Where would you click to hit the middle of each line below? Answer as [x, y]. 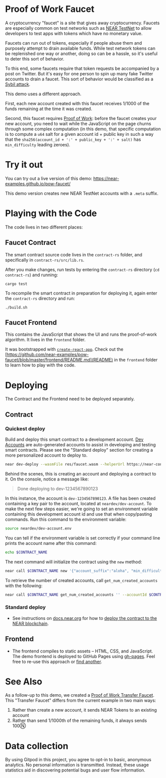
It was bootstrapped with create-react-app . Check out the [64, 349]
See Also [24, 682]
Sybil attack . [18, 84]
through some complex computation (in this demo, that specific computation [83, 129]
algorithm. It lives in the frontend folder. [45, 340]
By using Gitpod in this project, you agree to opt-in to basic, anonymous [78, 760]
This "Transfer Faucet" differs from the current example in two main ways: [81, 701]
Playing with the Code [51, 213]
